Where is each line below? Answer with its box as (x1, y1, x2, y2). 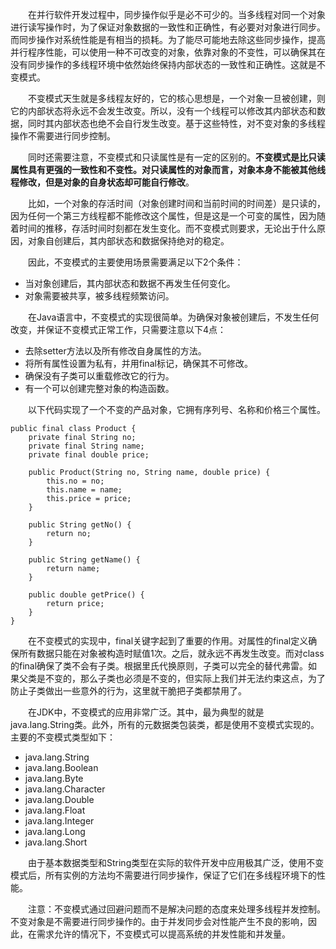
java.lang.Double (24, 794, 95, 805)
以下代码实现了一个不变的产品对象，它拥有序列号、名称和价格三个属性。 (28, 404, 326, 415)
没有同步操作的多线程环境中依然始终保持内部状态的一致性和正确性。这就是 (10, 59, 317, 70)
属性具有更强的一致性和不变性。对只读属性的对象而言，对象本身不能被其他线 (10, 164, 326, 175)
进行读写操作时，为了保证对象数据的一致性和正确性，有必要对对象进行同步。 (10, 21, 326, 33)
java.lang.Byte (24, 773, 84, 784)
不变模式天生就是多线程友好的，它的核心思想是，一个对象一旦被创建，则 (28, 93, 326, 104)
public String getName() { (28, 555, 141, 565)
